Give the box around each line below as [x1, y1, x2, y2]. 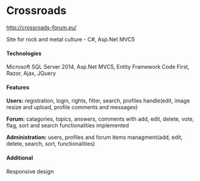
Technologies [6, 49, 42, 57]
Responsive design [6, 168, 54, 175]
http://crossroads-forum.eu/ [6, 24, 77, 31]
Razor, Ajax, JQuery [6, 69, 57, 77]
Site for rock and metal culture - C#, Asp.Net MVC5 [6, 35, 135, 43]
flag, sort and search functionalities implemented [6, 122, 129, 129]
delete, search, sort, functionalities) [6, 140, 95, 147]
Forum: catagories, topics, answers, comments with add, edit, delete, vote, [6, 115, 195, 122]
